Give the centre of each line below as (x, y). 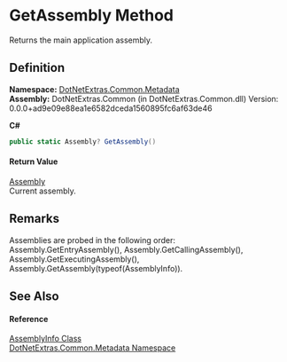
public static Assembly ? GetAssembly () (83, 142)
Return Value (34, 161)
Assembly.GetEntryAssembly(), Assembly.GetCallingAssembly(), (126, 249)
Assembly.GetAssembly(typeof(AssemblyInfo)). (96, 268)
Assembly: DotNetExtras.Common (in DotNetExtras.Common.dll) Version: (144, 98)
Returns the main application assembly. (81, 40)
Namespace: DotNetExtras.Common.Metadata (94, 89)
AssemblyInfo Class (46, 339)
